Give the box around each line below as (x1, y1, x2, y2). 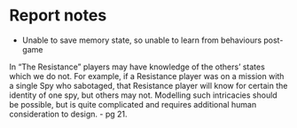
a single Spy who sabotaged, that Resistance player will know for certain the (9, 80, 288, 91)
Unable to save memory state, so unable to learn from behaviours (21, 35, 262, 45)
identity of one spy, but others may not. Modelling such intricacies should (9, 90, 277, 100)
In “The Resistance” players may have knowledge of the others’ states (9, 61, 266, 72)
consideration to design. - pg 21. (9, 108, 128, 119)
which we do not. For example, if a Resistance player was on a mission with (9, 70, 285, 81)
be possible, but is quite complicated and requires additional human (9, 99, 257, 109)
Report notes (9, 5, 107, 26)
